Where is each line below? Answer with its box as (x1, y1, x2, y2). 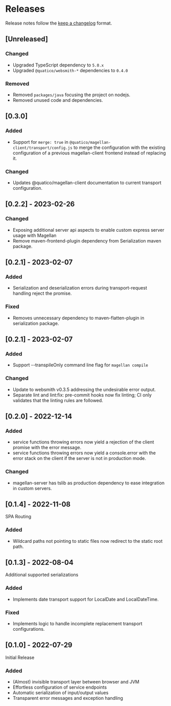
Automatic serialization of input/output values (12, 690, 109, 696)
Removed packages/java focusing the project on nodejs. (12, 92, 131, 98)
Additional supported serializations (5, 571, 79, 578)
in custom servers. (12, 485, 52, 491)
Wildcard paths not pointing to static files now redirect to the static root (12, 538, 163, 544)
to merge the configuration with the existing (73, 144, 166, 150)
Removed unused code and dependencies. (12, 97, 103, 103)
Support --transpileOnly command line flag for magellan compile (12, 362, 149, 368)
